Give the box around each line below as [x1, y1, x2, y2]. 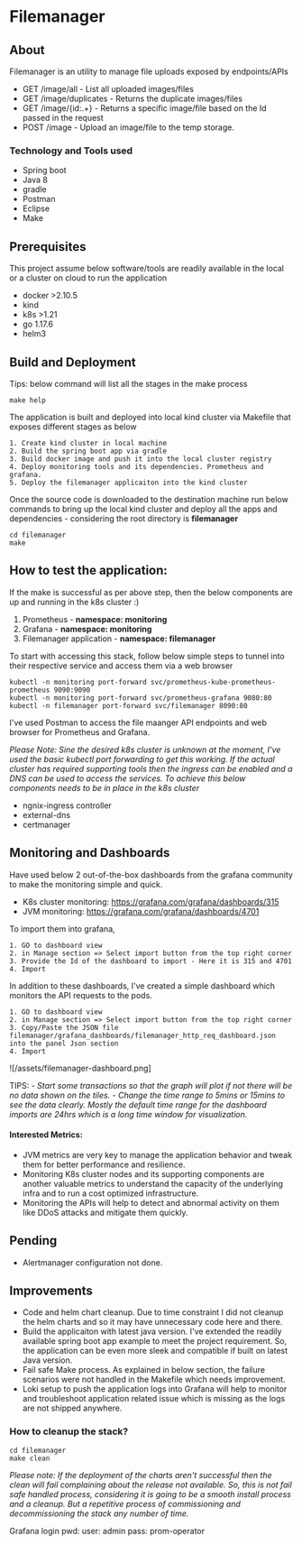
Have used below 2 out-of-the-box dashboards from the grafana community [9, 869, 293, 880]
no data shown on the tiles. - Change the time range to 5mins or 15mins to [9, 1090, 286, 1100]
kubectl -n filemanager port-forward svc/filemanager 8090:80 [9, 701, 248, 710]
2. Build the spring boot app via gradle [9, 446, 168, 455]
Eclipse [22, 203, 50, 214]
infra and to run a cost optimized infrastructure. [22, 1188, 199, 1199]
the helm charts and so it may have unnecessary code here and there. [22, 1317, 283, 1328]
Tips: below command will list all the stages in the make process [9, 378, 248, 389]
